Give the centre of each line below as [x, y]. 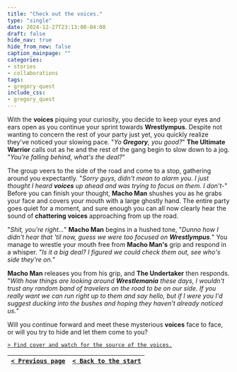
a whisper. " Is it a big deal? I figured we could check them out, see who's [114, 252]
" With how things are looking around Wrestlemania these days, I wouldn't [116, 281]
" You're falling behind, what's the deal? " [67, 157]
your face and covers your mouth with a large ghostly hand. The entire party [118, 201]
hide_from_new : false [39, 47]
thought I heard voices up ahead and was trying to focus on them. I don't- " [117, 186]
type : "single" [30, 21]
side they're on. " [31, 260]
